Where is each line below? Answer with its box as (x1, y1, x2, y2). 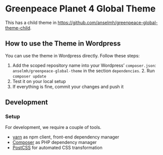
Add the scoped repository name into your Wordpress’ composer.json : (12, 62, 156, 68)
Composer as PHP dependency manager (12, 139, 97, 145)
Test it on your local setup (12, 78, 66, 84)
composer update (12, 73, 46, 79)
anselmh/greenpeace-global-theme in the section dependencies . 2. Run (12, 67, 155, 73)
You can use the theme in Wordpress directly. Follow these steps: (5, 52, 140, 58)
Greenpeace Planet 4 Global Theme (5, 3, 156, 14)
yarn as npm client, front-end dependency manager (12, 134, 119, 140)
